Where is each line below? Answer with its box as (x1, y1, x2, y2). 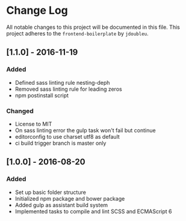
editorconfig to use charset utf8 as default (14, 133, 120, 140)
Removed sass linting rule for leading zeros (14, 85, 122, 92)
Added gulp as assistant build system (14, 201, 108, 208)
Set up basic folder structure (14, 189, 86, 196)
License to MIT (14, 120, 52, 127)
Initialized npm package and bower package (14, 195, 125, 202)
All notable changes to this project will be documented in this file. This (6, 23, 181, 31)
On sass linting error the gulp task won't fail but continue (14, 127, 156, 134)
